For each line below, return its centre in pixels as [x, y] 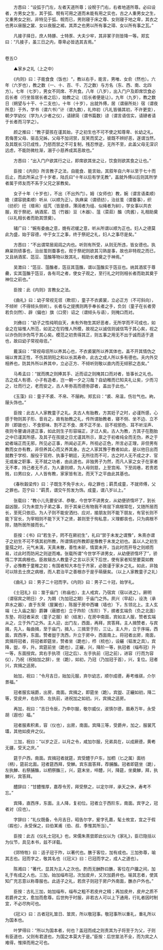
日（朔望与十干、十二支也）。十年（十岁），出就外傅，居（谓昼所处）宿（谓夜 [81, 103]
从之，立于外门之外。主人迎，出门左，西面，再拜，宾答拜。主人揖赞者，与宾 [81, 623]
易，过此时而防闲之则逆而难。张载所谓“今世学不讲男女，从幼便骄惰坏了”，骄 [81, 553]
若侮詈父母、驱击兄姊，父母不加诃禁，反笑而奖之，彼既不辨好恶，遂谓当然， [81, 138]
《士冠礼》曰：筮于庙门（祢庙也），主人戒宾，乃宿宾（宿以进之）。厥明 [82, 592]
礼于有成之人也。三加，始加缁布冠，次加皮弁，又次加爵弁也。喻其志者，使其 [81, 875]
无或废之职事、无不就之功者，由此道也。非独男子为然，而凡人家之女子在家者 [81, 461]
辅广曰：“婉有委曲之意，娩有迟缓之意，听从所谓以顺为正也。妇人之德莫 [85, 228]
